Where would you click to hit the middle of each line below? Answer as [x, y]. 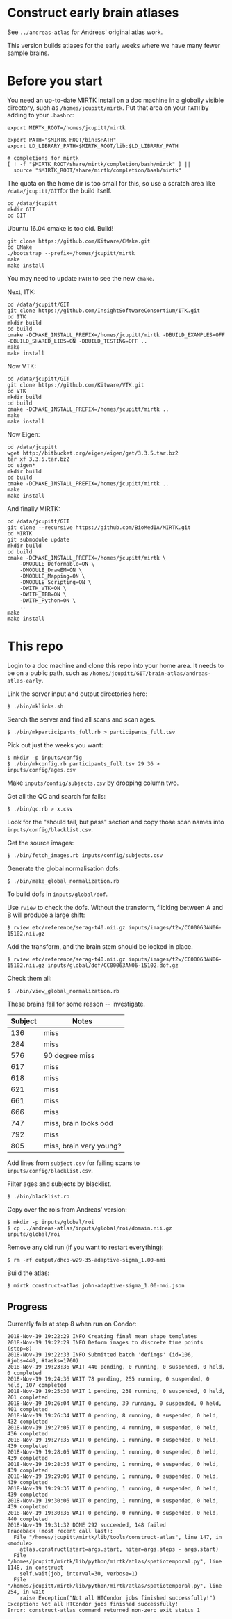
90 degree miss [69, 1055]
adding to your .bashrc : [41, 115]
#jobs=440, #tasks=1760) [43, 1360]
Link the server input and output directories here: [77, 694]
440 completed [28, 1519]
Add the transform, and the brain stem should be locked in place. [100, 946]
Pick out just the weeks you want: [55, 745]
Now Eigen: [24, 434]
